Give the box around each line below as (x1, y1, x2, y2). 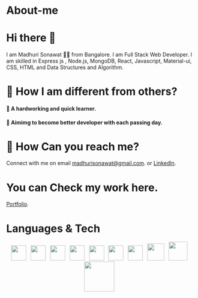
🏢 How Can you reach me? (6, 139, 140, 153)
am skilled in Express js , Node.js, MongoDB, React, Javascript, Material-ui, (6, 58, 192, 65)
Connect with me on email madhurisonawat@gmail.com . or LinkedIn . (6, 160, 176, 167)
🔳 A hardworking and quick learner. (6, 105, 97, 112)
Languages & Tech (6, 222, 101, 235)
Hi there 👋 (6, 31, 56, 45)
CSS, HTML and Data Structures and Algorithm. (6, 64, 124, 71)
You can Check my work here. (6, 181, 158, 194)
